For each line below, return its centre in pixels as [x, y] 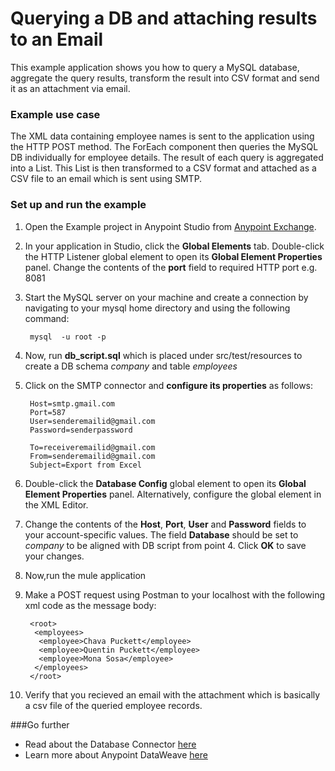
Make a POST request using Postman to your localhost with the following [175, 594]
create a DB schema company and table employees [131, 366]
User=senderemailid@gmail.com [92, 421]
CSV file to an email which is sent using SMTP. [106, 179]
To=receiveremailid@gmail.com [92, 447]
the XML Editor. [56, 504]
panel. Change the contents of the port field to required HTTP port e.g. [171, 267]
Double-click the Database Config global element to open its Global [165, 483]
